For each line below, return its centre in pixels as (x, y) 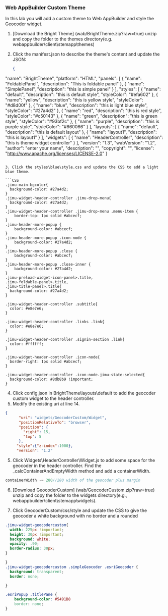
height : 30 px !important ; (37, 534)
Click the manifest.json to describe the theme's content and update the (86, 54)
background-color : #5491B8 (43, 599)
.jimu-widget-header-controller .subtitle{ (52, 304)
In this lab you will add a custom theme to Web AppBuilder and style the (80, 19)
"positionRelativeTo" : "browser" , (55, 422)
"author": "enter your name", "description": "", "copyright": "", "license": (80, 148)
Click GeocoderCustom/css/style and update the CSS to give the (80, 510)
